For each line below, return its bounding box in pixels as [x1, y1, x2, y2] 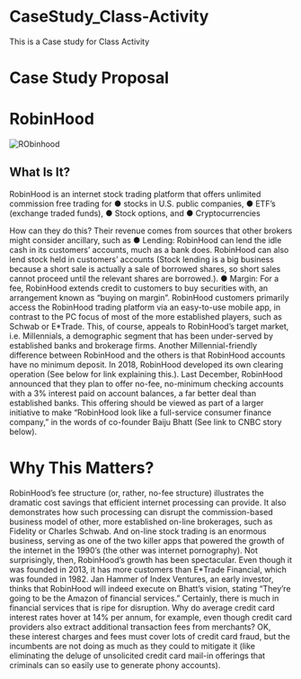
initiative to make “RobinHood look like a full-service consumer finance [9, 407, 272, 418]
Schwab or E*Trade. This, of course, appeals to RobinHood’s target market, [9, 321, 289, 331]
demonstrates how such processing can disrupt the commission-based [9, 506, 273, 517]
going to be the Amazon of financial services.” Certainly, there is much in [9, 593, 279, 603]
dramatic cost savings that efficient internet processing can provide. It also [9, 497, 287, 508]
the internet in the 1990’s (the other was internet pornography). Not [9, 545, 259, 556]
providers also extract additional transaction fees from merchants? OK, [9, 621, 271, 632]
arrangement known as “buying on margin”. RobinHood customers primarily [9, 292, 289, 303]
